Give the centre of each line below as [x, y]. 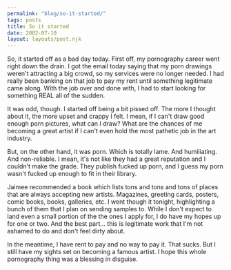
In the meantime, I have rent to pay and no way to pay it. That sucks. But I [111, 244]
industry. [20, 138]
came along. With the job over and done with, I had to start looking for [107, 88]
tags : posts [24, 20]
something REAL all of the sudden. [56, 96]
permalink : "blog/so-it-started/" [57, 13]
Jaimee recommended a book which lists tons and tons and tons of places [113, 187]
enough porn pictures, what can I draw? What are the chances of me [105, 124]
